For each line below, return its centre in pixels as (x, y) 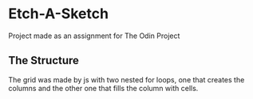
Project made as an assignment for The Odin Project (94, 36)
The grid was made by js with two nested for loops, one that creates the (126, 79)
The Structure (44, 61)
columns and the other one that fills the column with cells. (103, 88)
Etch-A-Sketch (59, 14)
